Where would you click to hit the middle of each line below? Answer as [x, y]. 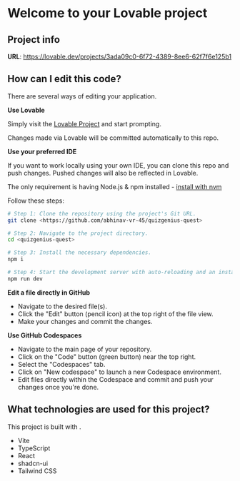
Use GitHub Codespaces [45, 335]
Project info [34, 40]
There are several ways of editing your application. [82, 96]
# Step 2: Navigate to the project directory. [78, 233]
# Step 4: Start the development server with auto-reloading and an [111, 273]
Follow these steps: [36, 201]
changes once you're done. [58, 387]
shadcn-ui [33, 463]
